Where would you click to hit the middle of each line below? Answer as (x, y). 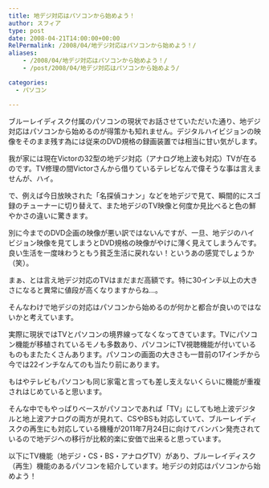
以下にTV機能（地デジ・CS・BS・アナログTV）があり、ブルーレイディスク (132, 456)
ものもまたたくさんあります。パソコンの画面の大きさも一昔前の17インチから (134, 354)
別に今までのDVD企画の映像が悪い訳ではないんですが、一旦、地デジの (124, 232)
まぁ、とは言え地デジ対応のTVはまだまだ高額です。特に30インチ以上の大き (133, 280)
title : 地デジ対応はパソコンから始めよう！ (72, 16)
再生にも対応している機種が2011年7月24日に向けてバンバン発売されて (145, 429)
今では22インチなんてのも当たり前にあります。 (86, 364)
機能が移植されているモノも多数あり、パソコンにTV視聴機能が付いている (136, 344)
